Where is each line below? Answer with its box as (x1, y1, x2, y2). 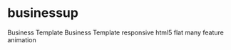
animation (7, 35, 37, 44)
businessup (7, 5, 78, 21)
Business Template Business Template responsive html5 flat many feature (7, 28, 225, 37)
